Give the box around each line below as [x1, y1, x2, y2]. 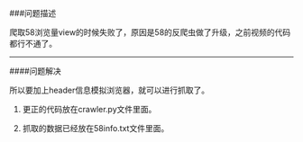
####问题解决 [9, 66, 61, 76]
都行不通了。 [9, 39, 57, 49]
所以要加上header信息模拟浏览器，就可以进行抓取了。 [9, 84, 210, 95]
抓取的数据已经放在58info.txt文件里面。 [22, 123, 170, 133]
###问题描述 [9, 8, 57, 18]
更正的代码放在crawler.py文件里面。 [22, 104, 157, 114]
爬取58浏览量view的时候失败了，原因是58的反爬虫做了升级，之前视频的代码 [9, 27, 291, 38]
